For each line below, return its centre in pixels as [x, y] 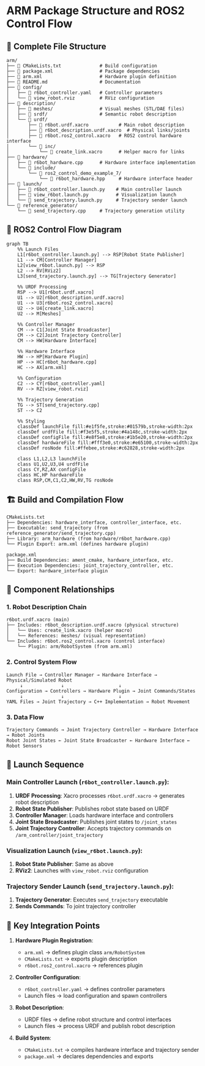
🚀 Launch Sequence [45, 765]
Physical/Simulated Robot [39, 680]
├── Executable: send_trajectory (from [57, 528]
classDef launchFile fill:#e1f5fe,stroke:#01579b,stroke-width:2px [105, 426]
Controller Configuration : [48, 977]
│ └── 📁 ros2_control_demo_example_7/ [64, 173]
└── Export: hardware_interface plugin [57, 571]
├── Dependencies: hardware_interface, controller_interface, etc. [94, 523]
